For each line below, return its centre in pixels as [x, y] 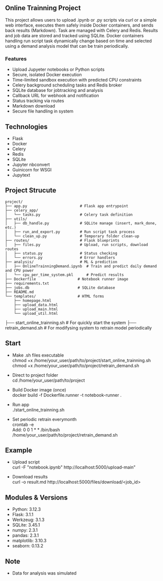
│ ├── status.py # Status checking [61, 253]
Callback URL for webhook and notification [55, 96]
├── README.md [20, 292]
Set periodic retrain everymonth [44, 419]
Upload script [26, 462]
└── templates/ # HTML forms [55, 296]
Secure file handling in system [43, 111]
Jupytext [21, 175]
